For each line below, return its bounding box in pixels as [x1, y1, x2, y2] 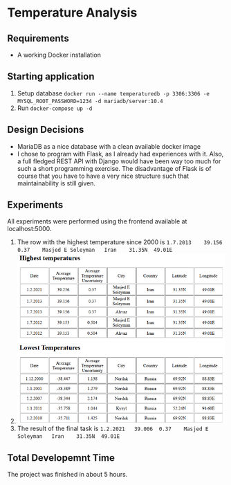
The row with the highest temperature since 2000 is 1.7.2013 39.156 [17, 238, 223, 246]
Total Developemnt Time [7, 452, 115, 464]
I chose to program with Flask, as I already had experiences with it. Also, [17, 149, 224, 158]
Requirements [7, 33, 69, 44]
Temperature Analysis [7, 5, 138, 21]
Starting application [7, 71, 95, 82]
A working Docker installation [17, 51, 102, 59]
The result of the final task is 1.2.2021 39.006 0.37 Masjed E [17, 424, 209, 433]
